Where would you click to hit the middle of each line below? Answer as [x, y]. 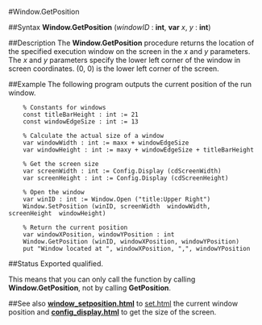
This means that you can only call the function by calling [102, 279]
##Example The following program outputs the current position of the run [130, 84]
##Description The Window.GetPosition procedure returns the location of [131, 43]
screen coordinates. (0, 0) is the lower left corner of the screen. [114, 69]
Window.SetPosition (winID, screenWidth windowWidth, [117, 206]
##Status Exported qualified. [56, 264]
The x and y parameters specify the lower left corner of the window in [125, 60]
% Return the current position [75, 227]
